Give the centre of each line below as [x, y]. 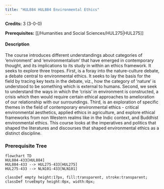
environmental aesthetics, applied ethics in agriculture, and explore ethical [80, 112]
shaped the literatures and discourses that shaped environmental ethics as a [82, 128]
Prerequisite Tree [26, 146]
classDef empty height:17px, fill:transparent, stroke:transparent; [76, 177]
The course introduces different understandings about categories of [74, 55]
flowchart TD [18, 156]
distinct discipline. [23, 133]
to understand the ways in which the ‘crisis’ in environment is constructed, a [82, 92]
